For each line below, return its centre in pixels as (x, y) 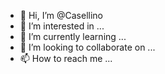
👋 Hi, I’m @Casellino (61, 15)
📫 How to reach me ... (66, 58)
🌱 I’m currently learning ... (73, 36)
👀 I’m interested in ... (62, 26)
